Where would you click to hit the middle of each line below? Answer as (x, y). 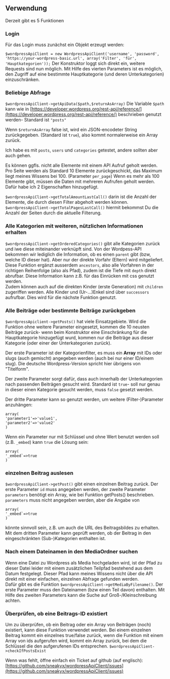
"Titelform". (17, 369)
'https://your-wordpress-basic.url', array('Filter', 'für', (71, 59)
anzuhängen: (19, 405)
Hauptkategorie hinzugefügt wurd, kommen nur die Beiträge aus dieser (79, 337)
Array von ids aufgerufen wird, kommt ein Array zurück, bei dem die (76, 640)
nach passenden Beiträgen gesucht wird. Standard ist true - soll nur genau (83, 384)
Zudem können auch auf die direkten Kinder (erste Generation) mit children (84, 286)
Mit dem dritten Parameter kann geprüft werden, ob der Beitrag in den (78, 533)
